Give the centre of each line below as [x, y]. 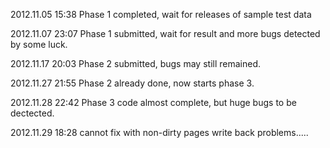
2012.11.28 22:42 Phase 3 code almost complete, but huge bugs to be [153, 102]
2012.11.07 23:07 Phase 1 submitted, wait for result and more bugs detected [165, 33]
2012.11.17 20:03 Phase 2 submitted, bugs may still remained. [136, 63]
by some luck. [39, 44]
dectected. [32, 113]
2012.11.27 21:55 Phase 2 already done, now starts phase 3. [132, 83]
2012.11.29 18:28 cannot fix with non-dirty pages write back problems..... [159, 132]
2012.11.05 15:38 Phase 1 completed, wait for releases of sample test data [161, 14]
